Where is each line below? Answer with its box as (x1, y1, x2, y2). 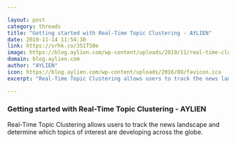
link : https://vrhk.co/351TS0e (7, 43, 99, 50)
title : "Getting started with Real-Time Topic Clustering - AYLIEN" (7, 29, 212, 36)
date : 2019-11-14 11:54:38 (7, 36, 86, 43)
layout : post (7, 16, 46, 23)
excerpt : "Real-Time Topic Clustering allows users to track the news (7, 75, 218, 82)
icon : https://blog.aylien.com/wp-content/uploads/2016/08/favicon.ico (7, 68, 221, 76)
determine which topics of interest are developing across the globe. (7, 128, 204, 136)
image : (7, 49, 27, 56)
